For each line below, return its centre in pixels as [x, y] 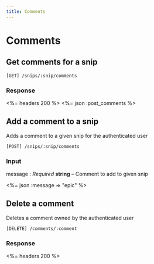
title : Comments [26, 11]
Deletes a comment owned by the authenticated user [70, 218]
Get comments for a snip [52, 62]
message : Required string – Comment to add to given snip [77, 174]
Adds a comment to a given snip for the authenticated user [77, 136]
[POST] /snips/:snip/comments [43, 146]
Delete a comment [40, 204]
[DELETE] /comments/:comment [42, 229]
